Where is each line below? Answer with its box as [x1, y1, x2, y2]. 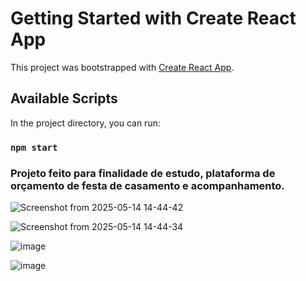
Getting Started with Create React [10, 7, 297, 30]
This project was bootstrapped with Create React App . [10, 61, 235, 73]
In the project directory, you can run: [10, 117, 161, 129]
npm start [10, 142, 58, 153]
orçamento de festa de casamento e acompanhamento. [10, 178, 285, 192]
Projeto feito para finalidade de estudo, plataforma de [10, 166, 276, 180]
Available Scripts [10, 90, 118, 107]
